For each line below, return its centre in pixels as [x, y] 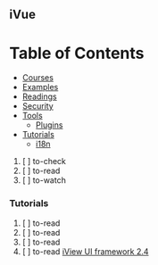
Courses [37, 78]
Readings [39, 96]
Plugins [49, 125]
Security [37, 106]
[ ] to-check [44, 161]
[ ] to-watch [44, 180]
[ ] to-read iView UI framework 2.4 [85, 251]
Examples [40, 87]
